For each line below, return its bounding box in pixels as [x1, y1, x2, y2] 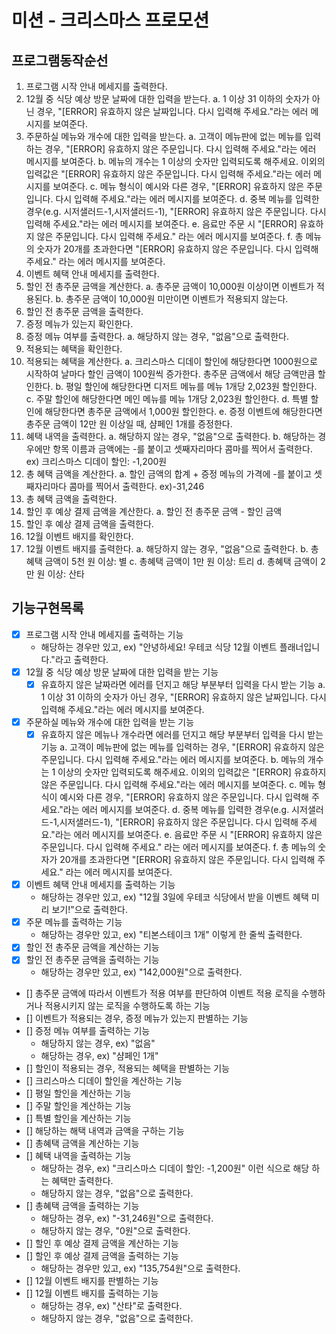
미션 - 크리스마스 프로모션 [11, 9, 210, 32]
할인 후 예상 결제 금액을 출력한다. [25, 518, 154, 530]
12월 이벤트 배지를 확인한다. [25, 531, 134, 542]
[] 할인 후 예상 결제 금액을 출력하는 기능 [25, 1250, 179, 1262]
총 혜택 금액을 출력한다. [25, 493, 118, 505]
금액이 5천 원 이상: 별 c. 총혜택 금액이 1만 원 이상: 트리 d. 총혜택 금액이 [44, 556, 319, 567]
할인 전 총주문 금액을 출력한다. [25, 306, 144, 317]
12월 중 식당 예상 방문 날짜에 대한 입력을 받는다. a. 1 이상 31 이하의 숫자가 [25, 93, 310, 105]
